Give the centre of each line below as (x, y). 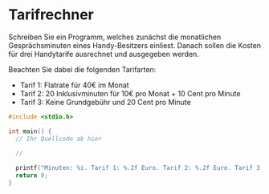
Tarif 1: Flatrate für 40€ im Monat (75, 85)
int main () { (30, 131)
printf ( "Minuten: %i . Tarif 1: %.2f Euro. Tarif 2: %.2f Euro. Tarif (134, 168)
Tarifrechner (51, 15)
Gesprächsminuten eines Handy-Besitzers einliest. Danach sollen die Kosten (135, 45)
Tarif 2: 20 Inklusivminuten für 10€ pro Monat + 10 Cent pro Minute (130, 93)
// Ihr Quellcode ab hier (59, 139)
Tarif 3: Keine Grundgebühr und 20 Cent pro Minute (105, 102)
